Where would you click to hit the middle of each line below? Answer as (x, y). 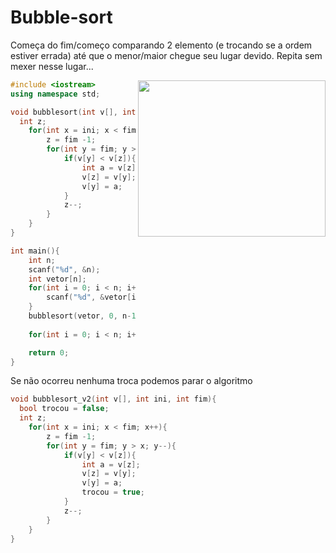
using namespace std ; (55, 94)
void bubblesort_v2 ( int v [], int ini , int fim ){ (113, 399)
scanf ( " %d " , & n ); (64, 269)
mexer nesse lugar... (52, 66)
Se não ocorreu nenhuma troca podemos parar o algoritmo (131, 381)
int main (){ (35, 251)
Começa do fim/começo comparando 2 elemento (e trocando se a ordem (161, 45)
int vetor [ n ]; (57, 279)
